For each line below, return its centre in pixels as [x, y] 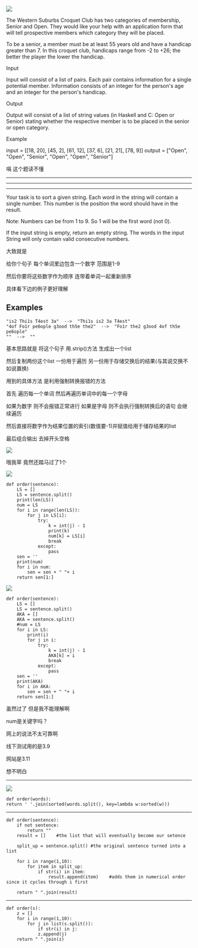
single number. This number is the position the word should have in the [92, 203]
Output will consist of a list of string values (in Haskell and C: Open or [90, 115]
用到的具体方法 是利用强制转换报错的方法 [56, 381]
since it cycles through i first [47, 882]
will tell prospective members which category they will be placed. [85, 33]
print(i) [38, 635]
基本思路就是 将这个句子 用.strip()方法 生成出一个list [69, 348]
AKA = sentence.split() [46, 619]
